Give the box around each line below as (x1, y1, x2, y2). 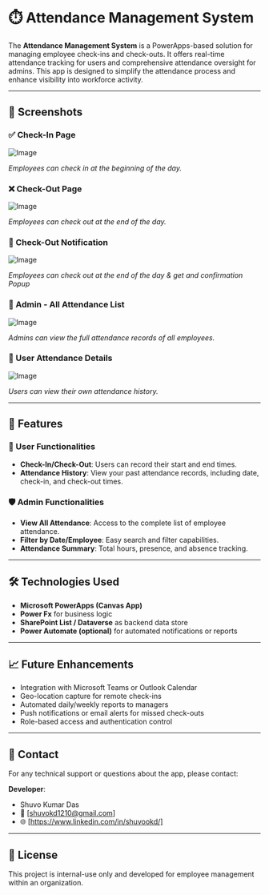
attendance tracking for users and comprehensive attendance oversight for (8, 58, 256, 67)
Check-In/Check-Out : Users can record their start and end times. (19, 460, 238, 469)
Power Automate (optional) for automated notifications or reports (19, 626, 238, 636)
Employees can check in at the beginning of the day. (8, 163, 183, 173)
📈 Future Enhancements (8, 658, 134, 671)
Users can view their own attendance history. (8, 386, 159, 395)
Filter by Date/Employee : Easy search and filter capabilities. (19, 535, 219, 544)
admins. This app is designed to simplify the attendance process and (8, 66, 236, 75)
